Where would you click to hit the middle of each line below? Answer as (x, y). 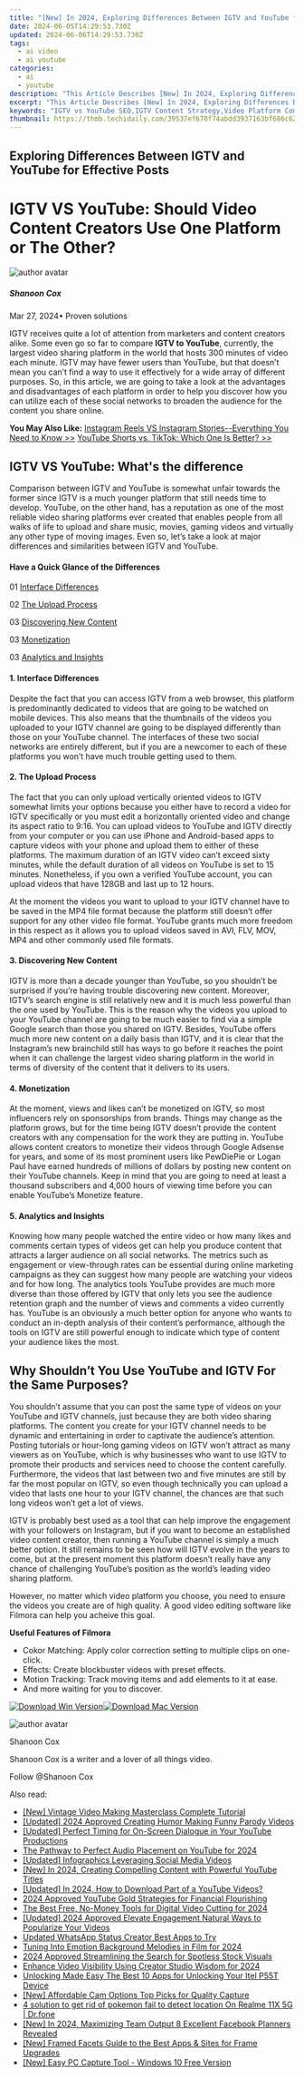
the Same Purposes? (69, 1385)
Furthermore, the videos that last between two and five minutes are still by (148, 1474)
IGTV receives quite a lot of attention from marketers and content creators (147, 334)
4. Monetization (40, 1088)
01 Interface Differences (54, 587)
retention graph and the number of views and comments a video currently (147, 1303)
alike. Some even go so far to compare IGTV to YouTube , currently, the (142, 343)
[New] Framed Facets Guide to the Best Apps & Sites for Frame (140, 2043)
